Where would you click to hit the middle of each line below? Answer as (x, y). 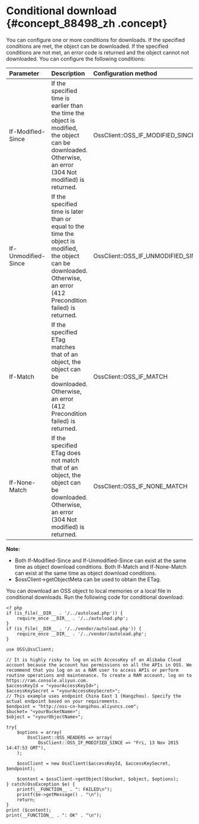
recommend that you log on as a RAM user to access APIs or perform (92, 670)
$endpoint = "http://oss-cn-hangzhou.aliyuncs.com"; (73, 706)
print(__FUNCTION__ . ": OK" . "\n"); (54, 815)
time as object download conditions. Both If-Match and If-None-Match (100, 566)
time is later (68, 211)
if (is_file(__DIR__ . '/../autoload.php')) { (65, 613)
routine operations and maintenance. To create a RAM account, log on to (99, 675)
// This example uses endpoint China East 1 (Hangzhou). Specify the (94, 696)
